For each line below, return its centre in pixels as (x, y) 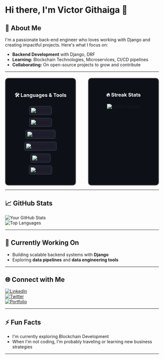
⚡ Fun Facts (23, 322)
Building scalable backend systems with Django (60, 254)
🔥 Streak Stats (123, 95)
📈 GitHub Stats (29, 203)
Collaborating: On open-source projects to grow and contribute (76, 65)
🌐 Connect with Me (35, 280)
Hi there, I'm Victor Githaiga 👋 (66, 10)
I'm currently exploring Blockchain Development (60, 337)
